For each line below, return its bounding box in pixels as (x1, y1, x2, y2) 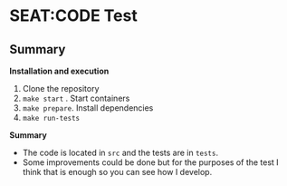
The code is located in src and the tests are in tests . (22, 147, 219, 158)
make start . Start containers (22, 93, 130, 103)
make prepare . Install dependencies (22, 103, 154, 113)
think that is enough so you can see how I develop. (22, 167, 213, 177)
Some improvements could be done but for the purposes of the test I (22, 157, 279, 168)
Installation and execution (9, 65, 110, 76)
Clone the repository (22, 83, 100, 93)
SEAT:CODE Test (9, 5, 138, 26)
